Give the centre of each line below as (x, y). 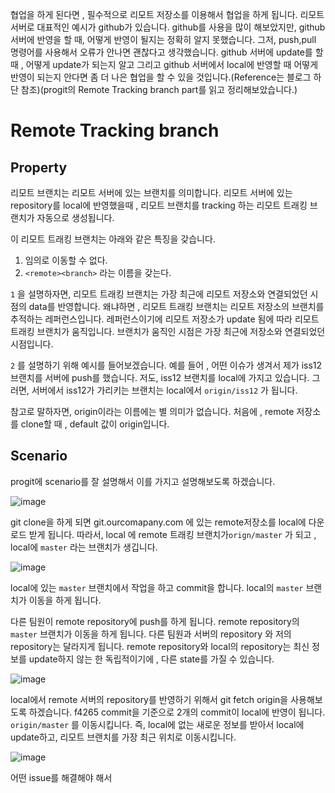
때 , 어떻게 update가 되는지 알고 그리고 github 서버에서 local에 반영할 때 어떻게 (164, 64)
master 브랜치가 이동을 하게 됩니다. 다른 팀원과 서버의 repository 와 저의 (151, 634)
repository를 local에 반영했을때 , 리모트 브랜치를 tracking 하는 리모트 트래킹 (159, 205)
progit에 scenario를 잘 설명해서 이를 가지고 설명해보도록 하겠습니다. (143, 481)
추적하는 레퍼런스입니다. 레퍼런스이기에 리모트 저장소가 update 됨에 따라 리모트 (165, 319)
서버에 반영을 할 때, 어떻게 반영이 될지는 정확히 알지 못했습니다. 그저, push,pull (163, 39)
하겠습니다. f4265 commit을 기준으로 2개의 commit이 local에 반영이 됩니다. (177, 712)
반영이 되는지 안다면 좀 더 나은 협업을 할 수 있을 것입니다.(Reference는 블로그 (161, 77)
